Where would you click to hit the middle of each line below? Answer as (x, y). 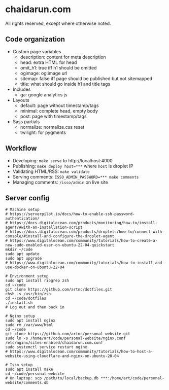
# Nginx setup (20, 316)
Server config (27, 198)
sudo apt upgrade (24, 259)
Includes (22, 89)
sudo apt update (22, 254)
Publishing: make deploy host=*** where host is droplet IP (73, 166)
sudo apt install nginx (30, 321)
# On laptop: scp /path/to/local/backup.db (52, 378)
